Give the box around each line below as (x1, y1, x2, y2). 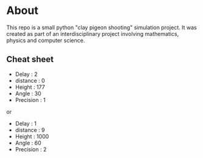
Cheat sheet (6, 54, 54, 64)
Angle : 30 (15, 89, 41, 97)
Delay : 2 (15, 70, 38, 78)
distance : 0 (15, 77, 45, 84)
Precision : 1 (15, 96, 46, 103)
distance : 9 (15, 126, 45, 134)
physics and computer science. (6, 36, 85, 44)
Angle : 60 (15, 139, 41, 146)
